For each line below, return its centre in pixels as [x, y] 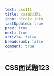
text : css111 [19, 10]
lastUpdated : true [24, 23]
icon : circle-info [24, 19]
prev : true [16, 28]
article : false [21, 38]
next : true [16, 33]
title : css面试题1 [23, 14]
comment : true [20, 46]
